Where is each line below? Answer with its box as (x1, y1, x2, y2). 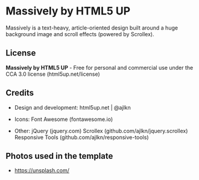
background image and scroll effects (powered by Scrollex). (5, 30, 154, 37)
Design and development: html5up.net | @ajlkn (14, 104, 131, 111)
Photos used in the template (5, 151, 113, 161)
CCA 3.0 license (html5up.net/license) (5, 70, 100, 78)
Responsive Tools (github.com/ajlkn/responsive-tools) (14, 134, 149, 141)
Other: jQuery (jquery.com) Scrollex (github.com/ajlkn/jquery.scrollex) (14, 127, 188, 134)
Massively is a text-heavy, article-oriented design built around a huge (5, 24, 178, 31)
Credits (5, 88, 34, 98)
